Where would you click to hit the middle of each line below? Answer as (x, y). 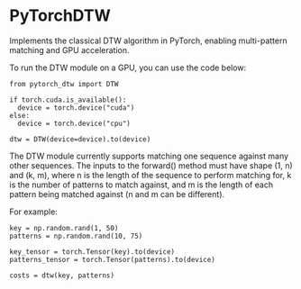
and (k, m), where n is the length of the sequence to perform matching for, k (150, 175)
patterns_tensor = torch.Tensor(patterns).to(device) (113, 259)
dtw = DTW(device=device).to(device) (80, 139)
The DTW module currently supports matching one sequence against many (149, 156)
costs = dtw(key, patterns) (62, 275)
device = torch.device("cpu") (74, 123)
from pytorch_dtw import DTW (64, 84)
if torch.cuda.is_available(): (68, 100)
